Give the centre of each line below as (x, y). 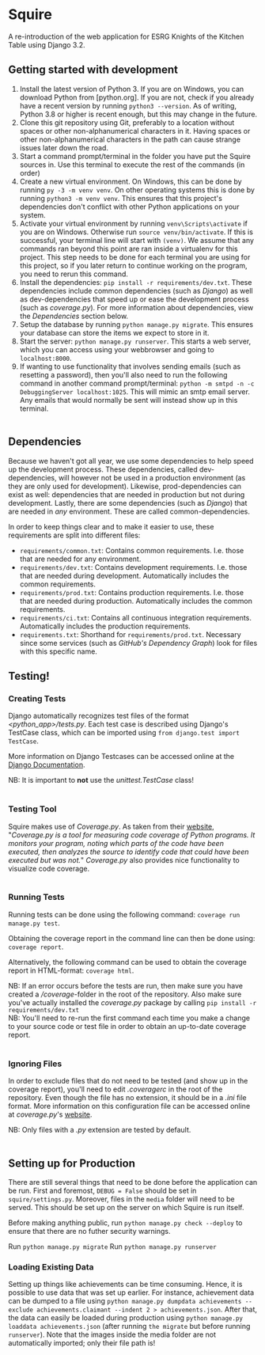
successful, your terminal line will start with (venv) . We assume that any (137, 240)
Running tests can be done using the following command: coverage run (124, 914)
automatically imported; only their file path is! (82, 1343)
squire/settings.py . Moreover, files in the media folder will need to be (121, 1199)
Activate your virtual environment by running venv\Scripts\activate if (133, 223)
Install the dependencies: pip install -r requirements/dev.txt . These (136, 282)
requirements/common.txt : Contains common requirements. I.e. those (132, 550)
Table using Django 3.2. (47, 44)
